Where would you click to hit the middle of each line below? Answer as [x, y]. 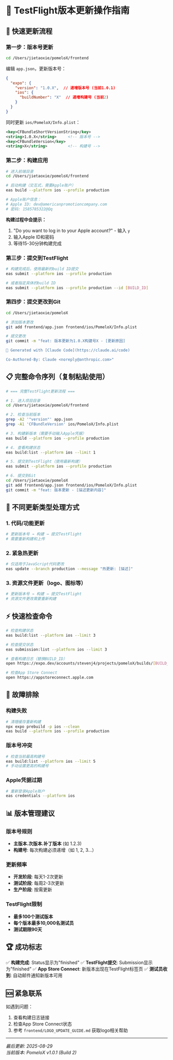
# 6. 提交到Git [21, 476]
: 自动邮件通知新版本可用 [36, 976]
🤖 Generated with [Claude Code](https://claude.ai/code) [68, 350]
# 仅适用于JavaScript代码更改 [35, 564]
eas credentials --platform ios [40, 796]
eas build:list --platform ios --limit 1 [51, 452]
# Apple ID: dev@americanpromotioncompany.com [56, 204]
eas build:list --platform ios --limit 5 [51, 761]
